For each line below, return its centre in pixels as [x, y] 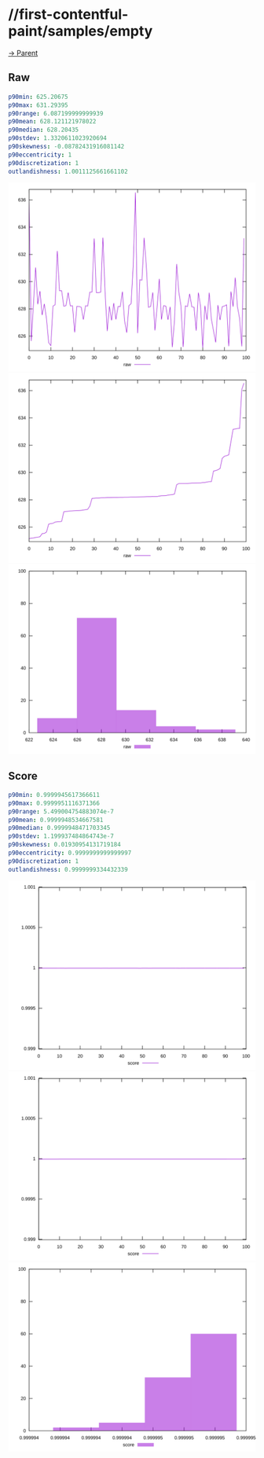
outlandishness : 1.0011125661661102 [68, 171]
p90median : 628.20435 [44, 130]
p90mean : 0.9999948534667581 [56, 820]
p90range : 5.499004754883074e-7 [61, 811]
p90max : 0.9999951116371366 [54, 803]
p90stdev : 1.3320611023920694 [58, 138]
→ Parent [23, 53]
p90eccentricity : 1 [40, 155]
